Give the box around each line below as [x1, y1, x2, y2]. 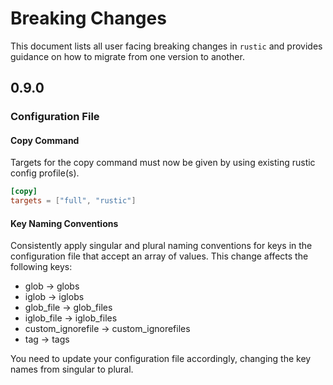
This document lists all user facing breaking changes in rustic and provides [10, 40, 323, 52]
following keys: [10, 261, 73, 273]
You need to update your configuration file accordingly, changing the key [10, 353, 312, 365]
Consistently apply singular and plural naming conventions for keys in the [10, 240, 313, 252]
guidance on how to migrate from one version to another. [10, 50, 245, 62]
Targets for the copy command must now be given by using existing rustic [10, 157, 316, 169]
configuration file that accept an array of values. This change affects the [10, 250, 309, 262]
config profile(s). [10, 167, 80, 179]
